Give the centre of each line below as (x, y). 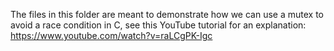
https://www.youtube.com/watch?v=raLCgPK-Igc (111, 35)
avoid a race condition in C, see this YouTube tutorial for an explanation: (158, 25)
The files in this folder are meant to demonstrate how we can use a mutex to (167, 14)
